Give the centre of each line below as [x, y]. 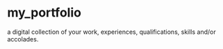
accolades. [23, 39]
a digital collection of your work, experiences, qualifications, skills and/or [112, 32]
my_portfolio [44, 13]
